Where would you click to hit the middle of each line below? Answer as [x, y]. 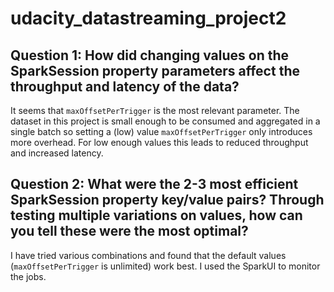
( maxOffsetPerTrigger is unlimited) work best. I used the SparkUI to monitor [165, 266]
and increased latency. [57, 153]
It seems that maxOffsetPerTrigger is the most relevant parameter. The [155, 110]
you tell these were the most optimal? [129, 231]
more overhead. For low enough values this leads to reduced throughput [159, 142]
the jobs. [28, 276]
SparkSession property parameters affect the [155, 70]
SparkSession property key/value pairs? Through [167, 200]
